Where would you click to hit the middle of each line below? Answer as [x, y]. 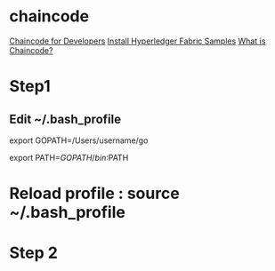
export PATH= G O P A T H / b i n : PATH [69, 157]
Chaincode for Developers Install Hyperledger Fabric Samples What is [137, 41]
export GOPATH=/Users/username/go [79, 140]
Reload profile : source [94, 194]
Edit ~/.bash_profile [65, 119]
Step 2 [33, 253]
